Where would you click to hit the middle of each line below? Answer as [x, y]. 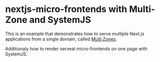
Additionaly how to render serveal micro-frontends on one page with [76, 48]
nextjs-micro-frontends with [66, 9]
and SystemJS [60, 20]
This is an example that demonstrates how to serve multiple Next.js [75, 33]
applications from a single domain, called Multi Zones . [61, 39]
